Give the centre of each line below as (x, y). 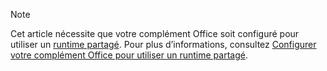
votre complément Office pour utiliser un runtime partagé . (129, 55)
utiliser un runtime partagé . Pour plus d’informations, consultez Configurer (163, 44)
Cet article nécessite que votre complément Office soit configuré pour (155, 33)
